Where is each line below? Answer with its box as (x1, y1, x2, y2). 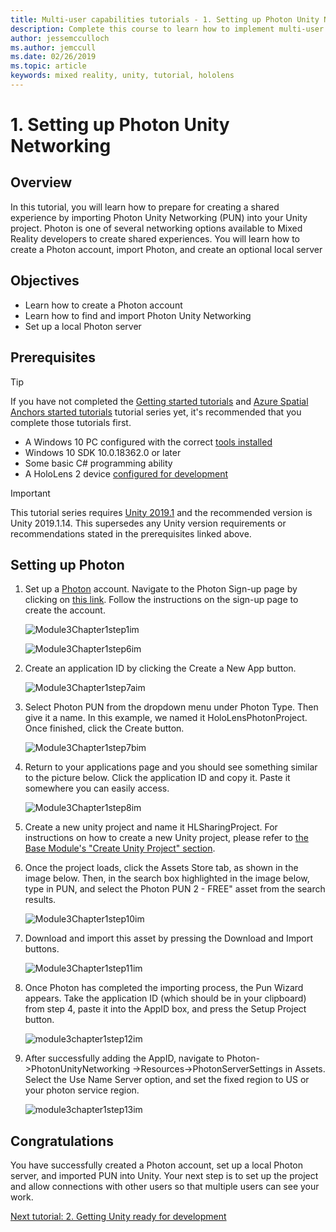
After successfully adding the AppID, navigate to (24, 1052, 225, 1065)
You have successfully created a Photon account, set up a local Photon (10, 1159, 304, 1171)
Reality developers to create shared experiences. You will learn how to (10, 232, 300, 245)
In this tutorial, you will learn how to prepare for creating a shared (10, 201, 280, 213)
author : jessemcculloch (10, 33, 110, 43)
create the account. (24, 604, 106, 616)
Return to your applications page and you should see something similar (24, 761, 318, 773)
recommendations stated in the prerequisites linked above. (10, 527, 252, 540)
